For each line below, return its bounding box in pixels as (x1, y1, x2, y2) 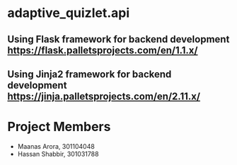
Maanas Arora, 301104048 (17, 142, 96, 150)
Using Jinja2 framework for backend (7, 68, 172, 80)
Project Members (7, 119, 111, 135)
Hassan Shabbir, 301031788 (17, 149, 99, 158)
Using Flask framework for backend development (7, 33, 230, 45)
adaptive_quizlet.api (7, 5, 130, 21)
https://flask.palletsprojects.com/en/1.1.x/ (7, 44, 198, 56)
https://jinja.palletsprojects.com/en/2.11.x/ (7, 90, 200, 102)
